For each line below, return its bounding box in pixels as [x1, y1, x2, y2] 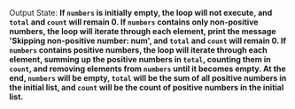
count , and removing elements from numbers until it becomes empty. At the [9, 63, 286, 74]
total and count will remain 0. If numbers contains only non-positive [9, 17, 259, 27]
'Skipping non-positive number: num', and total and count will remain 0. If [9, 35, 286, 46]
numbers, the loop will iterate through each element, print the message [9, 26, 276, 36]
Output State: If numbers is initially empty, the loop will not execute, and [9, 8, 273, 18]
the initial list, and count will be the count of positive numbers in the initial [9, 83, 284, 92]
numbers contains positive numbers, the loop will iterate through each [9, 45, 268, 55]
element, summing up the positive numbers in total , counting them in [9, 54, 272, 64]
